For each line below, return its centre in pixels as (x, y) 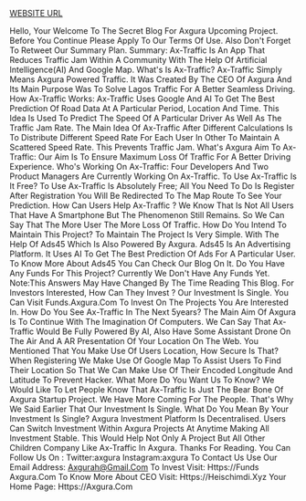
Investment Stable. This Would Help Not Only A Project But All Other (137, 438)
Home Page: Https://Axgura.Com (71, 486)
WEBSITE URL (36, 13)
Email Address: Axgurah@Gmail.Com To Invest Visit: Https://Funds (134, 467)
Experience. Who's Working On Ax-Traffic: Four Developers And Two (139, 167)
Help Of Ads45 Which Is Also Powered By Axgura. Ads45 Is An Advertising (150, 244)
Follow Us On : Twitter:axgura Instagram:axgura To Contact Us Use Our (143, 457)
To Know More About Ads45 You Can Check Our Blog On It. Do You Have (148, 263)
